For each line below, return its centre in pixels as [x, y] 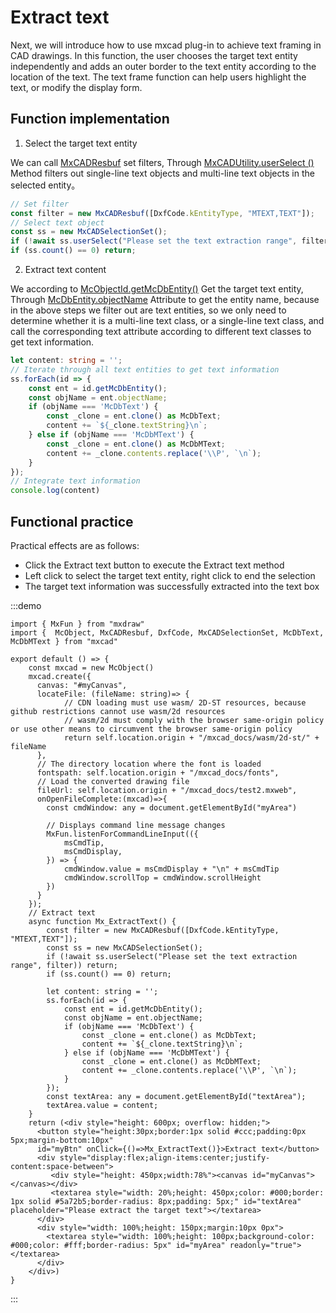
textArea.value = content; [102, 1105]
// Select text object [57, 222]
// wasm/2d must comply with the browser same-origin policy [194, 720]
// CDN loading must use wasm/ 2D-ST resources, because [185, 702]
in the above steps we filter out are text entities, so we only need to [148, 310]
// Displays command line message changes [136, 825]
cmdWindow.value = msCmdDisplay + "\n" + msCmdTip [171, 869]
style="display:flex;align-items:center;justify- [165, 1157]
